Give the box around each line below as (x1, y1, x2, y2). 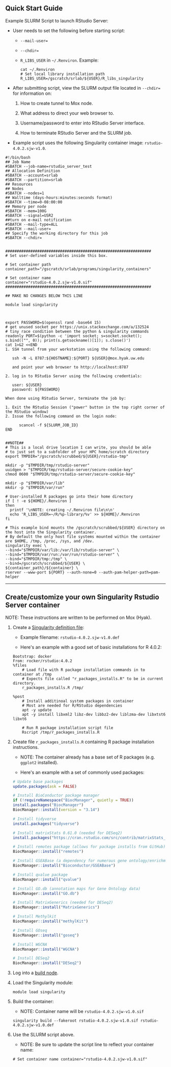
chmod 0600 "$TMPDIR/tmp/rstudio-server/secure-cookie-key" (5, 472, 136, 477)
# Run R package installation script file (22, 725, 113, 731)
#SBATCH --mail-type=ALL (5, 222, 58, 227)
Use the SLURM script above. (12, 1032, 75, 1038)
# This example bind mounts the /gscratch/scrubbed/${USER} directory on (5, 525, 165, 530)
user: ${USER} (12, 382, 42, 387)
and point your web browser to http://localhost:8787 (12, 365, 129, 370)
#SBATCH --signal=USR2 (5, 213, 53, 218)
